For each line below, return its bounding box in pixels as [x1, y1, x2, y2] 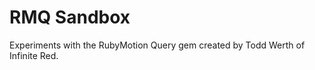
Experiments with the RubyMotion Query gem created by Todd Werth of [9, 39, 306, 51]
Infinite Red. [9, 49, 59, 61]
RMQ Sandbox [9, 6, 131, 29]
